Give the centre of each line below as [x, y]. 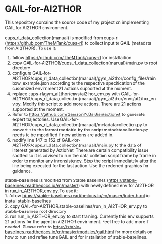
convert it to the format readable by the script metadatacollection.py [80, 130]
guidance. [22, 171]
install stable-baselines [28, 201]
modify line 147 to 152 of [36, 140]
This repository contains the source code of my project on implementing [77, 22]
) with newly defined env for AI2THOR [116, 185]
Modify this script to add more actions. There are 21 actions [82, 104]
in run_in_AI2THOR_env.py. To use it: [42, 191]
